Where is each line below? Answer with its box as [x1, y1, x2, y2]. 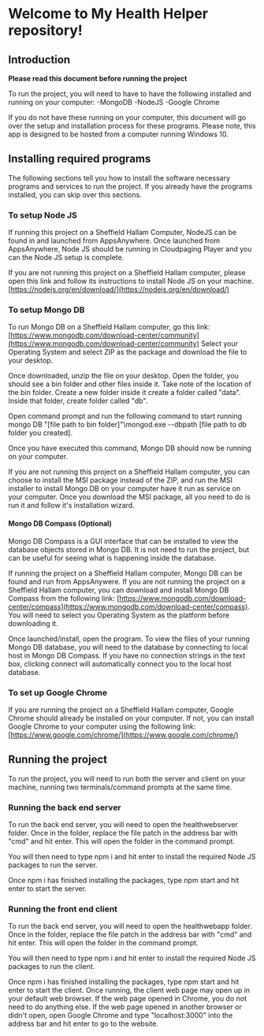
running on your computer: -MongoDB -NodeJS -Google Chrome [8, 98, 220, 106]
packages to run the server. [8, 860, 98, 870]
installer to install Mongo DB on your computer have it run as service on [8, 484, 241, 494]
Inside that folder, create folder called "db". [8, 396, 148, 406]
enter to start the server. [8, 884, 87, 893]
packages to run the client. [8, 962, 95, 971]
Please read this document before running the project [8, 74, 188, 83]
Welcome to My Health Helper [8, 5, 209, 23]
